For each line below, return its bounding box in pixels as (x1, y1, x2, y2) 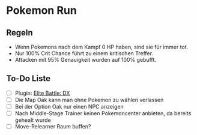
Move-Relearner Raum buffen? (14, 123, 91, 130)
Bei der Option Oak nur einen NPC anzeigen (14, 103, 124, 110)
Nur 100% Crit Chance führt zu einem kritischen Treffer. (14, 50, 153, 57)
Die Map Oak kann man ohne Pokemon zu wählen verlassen (14, 96, 164, 103)
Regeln (6, 28, 33, 38)
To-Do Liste (6, 73, 51, 84)
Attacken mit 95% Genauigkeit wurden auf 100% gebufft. (14, 56, 156, 63)
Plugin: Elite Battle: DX (14, 89, 70, 97)
